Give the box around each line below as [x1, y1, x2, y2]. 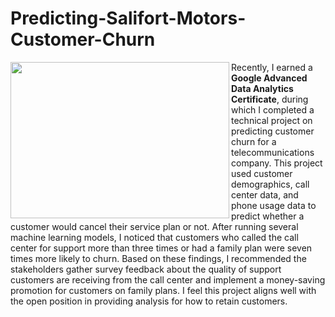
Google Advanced [231, 72, 308, 84]
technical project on [231, 114, 313, 126]
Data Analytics [231, 82, 294, 94]
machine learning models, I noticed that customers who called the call [10, 231, 299, 243]
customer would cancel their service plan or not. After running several [10, 220, 299, 232]
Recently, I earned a [231, 61, 313, 73]
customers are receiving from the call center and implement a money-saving [10, 273, 326, 286]
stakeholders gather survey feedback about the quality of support [10, 263, 282, 275]
